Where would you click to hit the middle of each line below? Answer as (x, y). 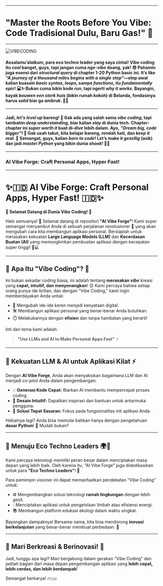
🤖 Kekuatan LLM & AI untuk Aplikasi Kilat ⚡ (71, 361)
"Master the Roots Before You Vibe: (78, 23)
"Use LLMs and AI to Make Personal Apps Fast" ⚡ (68, 339)
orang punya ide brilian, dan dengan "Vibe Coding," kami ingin (67, 291)
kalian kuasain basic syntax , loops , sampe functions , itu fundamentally (79, 83)
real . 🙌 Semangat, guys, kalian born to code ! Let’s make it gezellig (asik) (79, 138)
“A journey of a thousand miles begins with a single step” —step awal (77, 78)
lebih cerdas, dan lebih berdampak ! (42, 569)
